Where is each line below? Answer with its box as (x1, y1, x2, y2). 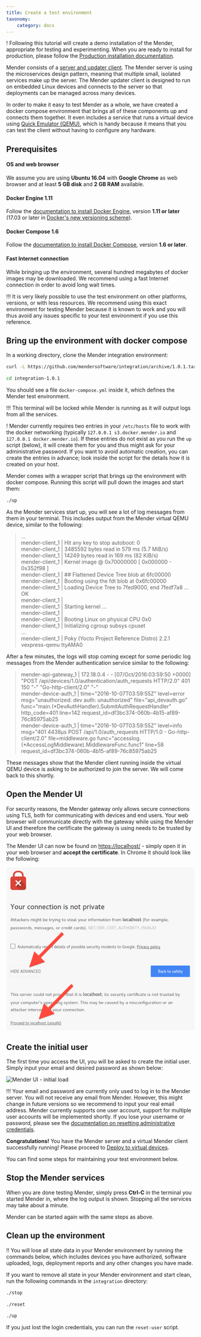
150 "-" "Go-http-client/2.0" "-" (20, 684, 99, 691)
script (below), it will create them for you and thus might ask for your (6, 441, 175, 449)
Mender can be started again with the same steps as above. (6, 1213, 154, 1220)
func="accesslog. (97, 735, 141, 742)
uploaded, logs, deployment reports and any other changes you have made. (6, 1259, 193, 1267)
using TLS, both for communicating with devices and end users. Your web (6, 811, 188, 819)
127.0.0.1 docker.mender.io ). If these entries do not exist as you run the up (6, 435, 192, 443)
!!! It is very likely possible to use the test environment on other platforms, (6, 293, 187, 300)
